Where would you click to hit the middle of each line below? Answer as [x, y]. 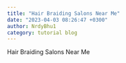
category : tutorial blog [42, 33]
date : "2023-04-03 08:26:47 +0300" [58, 20]
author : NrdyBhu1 [32, 26]
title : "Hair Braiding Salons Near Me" [64, 13]
